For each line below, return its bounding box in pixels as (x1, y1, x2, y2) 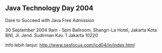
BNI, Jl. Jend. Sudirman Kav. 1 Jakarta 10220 (5, 32, 98, 38)
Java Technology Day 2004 (5, 4, 94, 12)
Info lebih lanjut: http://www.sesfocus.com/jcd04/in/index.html (5, 42, 135, 48)
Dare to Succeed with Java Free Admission (5, 17, 95, 23)
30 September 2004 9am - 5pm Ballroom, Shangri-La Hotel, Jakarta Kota (5, 27, 157, 33)
